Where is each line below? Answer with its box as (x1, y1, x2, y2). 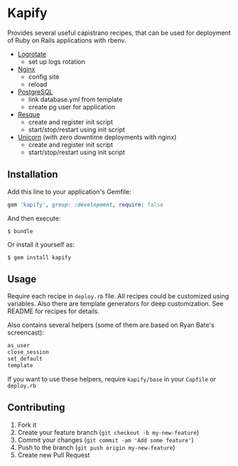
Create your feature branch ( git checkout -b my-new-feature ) (17, 428, 200, 436)
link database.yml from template (28, 94, 123, 104)
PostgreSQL (17, 87, 53, 96)
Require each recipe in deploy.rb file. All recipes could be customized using (7, 292, 229, 300)
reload (28, 80, 48, 88)
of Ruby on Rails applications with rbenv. (7, 36, 126, 44)
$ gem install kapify (7, 254, 72, 261)
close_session (7, 349, 50, 356)
